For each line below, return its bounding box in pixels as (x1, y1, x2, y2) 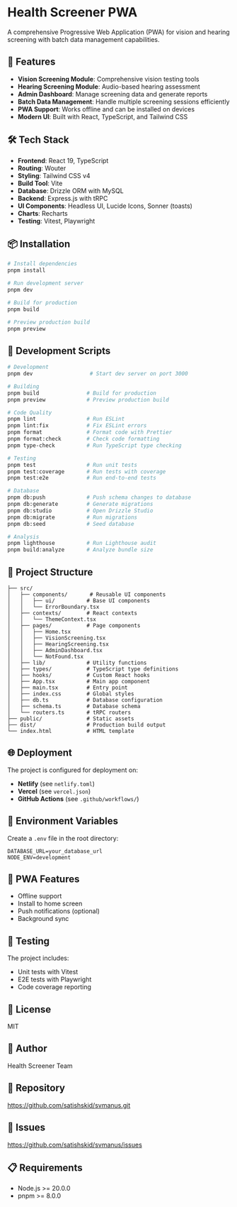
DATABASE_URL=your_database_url (7, 847, 103, 855)
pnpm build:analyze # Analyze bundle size (7, 546, 154, 553)
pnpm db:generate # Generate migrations (7, 501, 154, 508)
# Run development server (7, 280, 83, 287)
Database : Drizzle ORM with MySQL (17, 186, 124, 195)
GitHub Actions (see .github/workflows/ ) (17, 794, 139, 803)
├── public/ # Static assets (7, 715, 134, 722)
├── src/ (7, 585, 33, 592)
